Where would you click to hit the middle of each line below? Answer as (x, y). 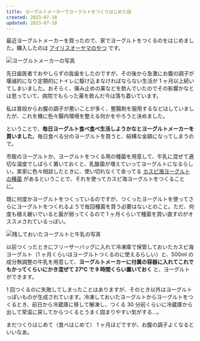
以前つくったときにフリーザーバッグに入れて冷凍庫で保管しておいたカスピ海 (100, 247)
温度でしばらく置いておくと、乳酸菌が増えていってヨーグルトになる (100, 164)
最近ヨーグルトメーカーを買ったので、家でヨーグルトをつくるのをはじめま (98, 41)
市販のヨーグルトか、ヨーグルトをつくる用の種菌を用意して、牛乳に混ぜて (98, 157)
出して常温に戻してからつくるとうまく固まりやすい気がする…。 (84, 312)
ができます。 (22, 277)
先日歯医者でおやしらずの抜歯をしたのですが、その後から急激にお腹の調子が (100, 74)
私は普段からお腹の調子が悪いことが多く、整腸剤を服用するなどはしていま (98, 109)
